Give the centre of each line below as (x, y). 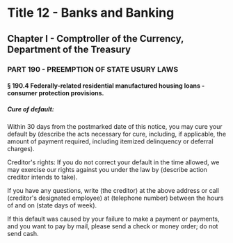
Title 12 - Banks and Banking (91, 13)
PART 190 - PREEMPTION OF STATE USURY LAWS (93, 69)
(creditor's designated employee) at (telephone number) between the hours (115, 198)
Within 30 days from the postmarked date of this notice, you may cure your (115, 127)
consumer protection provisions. (56, 93)
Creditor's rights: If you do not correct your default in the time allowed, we (113, 162)
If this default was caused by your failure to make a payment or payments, (114, 219)
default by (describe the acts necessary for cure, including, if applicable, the (117, 134)
